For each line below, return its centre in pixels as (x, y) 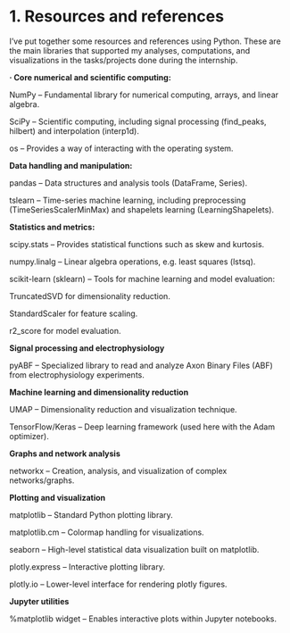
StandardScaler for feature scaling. (74, 313)
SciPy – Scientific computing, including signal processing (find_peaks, (138, 121)
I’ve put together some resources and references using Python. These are (145, 41)
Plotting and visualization (58, 497)
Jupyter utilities (39, 601)
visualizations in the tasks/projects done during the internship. (124, 60)
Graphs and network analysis (65, 454)
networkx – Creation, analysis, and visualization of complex (118, 471)
